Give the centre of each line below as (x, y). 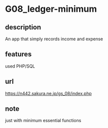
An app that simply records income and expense (54, 39)
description (23, 27)
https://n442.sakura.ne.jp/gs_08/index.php (48, 93)
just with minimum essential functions (43, 121)
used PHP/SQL (20, 66)
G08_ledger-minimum (51, 9)
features (18, 54)
